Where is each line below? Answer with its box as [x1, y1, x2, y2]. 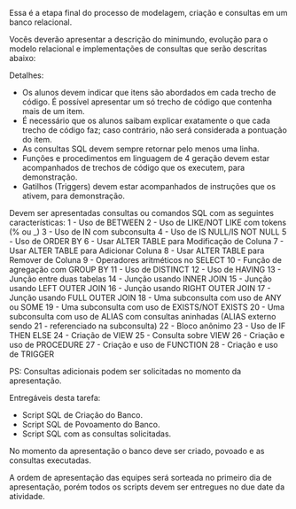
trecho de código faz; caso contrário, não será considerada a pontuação [21, 125, 288, 135]
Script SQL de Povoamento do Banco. [21, 420, 160, 429]
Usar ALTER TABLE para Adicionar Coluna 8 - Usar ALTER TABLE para [9, 245, 265, 256]
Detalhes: [9, 70, 44, 81]
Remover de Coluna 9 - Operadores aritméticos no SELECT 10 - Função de [9, 255, 282, 265]
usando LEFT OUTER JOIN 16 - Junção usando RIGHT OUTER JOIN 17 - [9, 283, 272, 293]
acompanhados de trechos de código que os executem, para [21, 163, 245, 173]
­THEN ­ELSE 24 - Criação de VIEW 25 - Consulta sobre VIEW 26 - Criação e [9, 330, 285, 340]
